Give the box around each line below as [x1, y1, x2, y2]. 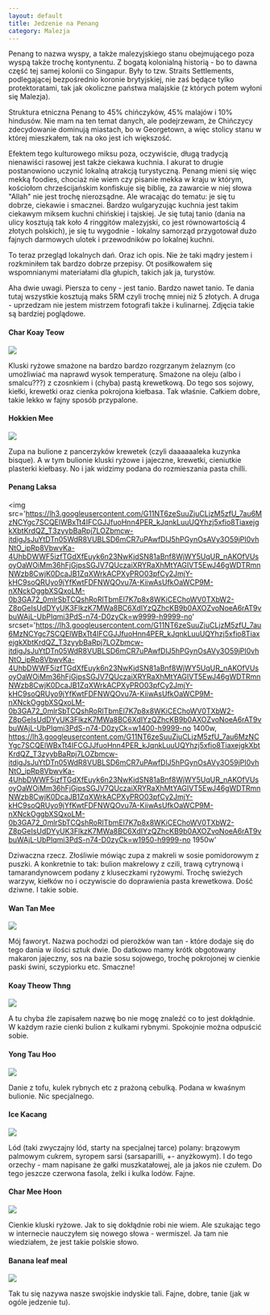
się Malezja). [8, 92, 51, 102]
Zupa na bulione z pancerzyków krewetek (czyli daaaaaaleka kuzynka [8, 446, 241, 456]
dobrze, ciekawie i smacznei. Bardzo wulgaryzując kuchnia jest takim [8, 200, 239, 210]
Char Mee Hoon [8, 1187, 62, 1196]
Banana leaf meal [8, 1255, 68, 1265]
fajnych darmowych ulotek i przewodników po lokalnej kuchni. [8, 235, 215, 245]
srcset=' [8, 620, 36, 630]
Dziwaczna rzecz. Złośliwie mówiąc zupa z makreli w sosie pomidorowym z [8, 850, 260, 860]
